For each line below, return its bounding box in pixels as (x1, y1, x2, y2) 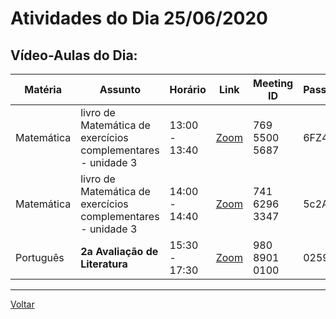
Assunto (99, 83, 141, 96)
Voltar (10, 298, 35, 310)
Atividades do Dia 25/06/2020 (10, 7, 268, 30)
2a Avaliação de (80, 245, 159, 258)
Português (15, 251, 65, 264)
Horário (169, 83, 207, 96)
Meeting (252, 77, 294, 90)
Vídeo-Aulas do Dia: (10, 47, 138, 64)
